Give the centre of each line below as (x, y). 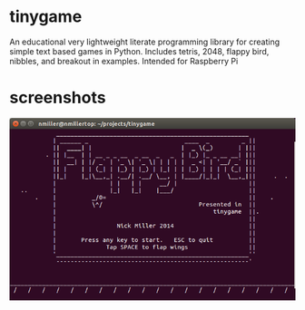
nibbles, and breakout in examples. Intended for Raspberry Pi (124, 61)
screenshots (58, 98)
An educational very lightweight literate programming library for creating (144, 42)
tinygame (46, 17)
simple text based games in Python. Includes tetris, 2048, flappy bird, (139, 51)
